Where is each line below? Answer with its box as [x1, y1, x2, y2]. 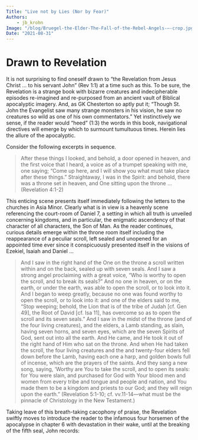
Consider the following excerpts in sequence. [6, 143, 117, 150]
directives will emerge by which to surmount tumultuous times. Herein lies [6, 126, 186, 133]
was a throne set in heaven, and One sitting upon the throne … [20, 180, 172, 187]
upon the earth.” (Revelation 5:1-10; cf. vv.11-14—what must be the [20, 390, 181, 398]
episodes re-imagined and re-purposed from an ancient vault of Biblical [6, 94, 180, 101]
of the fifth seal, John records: [6, 427, 80, 434]
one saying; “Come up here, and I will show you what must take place [20, 168, 190, 175]
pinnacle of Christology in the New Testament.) [20, 397, 136, 404]
